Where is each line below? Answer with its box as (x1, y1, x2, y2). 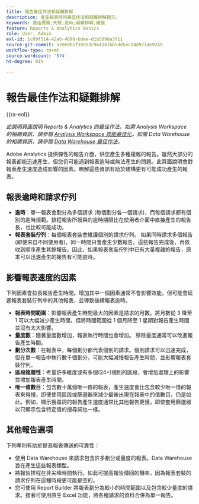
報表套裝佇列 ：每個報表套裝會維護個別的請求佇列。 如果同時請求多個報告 (14, 231, 193, 238)
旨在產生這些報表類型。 (14, 461, 72, 469)
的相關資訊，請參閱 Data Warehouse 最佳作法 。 (6, 138, 123, 145)
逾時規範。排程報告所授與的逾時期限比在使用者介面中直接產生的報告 (25, 216, 191, 223)
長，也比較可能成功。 (14, 224, 67, 231)
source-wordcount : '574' (6, 53, 68, 59)
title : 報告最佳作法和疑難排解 (6, 8, 73, 15)
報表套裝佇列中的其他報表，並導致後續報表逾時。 (11, 297, 131, 304)
